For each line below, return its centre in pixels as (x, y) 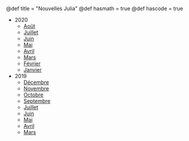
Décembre (36, 82)
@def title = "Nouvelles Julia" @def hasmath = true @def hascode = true (95, 9)
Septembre (37, 101)
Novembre (36, 88)
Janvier (33, 70)
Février (32, 63)
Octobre (33, 95)
